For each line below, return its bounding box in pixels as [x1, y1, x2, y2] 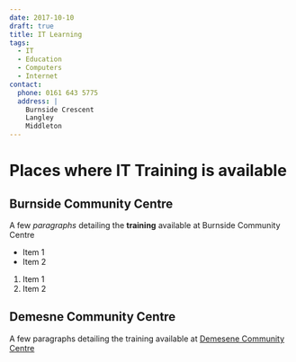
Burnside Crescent [25, 105, 94, 114]
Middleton [25, 122, 63, 131]
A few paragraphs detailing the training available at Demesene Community [9, 333, 285, 344]
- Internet [17, 72, 58, 81]
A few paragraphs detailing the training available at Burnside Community [9, 220, 281, 230]
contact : [9, 80, 42, 89]
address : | [17, 96, 58, 106]
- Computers [17, 64, 63, 73]
